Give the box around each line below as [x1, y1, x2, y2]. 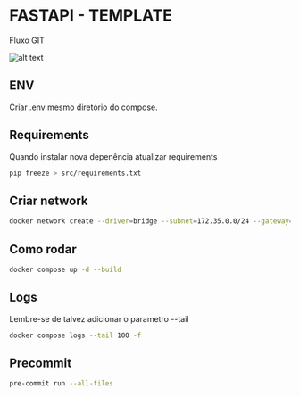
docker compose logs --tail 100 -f [9, 331, 142, 340]
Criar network [9, 193, 88, 208]
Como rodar [9, 242, 78, 257]
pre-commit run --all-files [9, 379, 114, 388]
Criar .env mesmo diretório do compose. [9, 102, 158, 112]
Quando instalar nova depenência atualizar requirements [9, 151, 218, 161]
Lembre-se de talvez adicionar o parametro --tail [9, 313, 189, 324]
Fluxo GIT [9, 35, 45, 45]
